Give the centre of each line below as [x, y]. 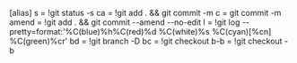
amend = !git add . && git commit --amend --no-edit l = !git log [125, 22]
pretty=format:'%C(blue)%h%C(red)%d [83, 31]
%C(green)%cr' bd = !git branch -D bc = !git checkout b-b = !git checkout [146, 41]
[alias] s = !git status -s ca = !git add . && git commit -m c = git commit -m [145, 13]
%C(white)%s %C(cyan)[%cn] [215, 31]
